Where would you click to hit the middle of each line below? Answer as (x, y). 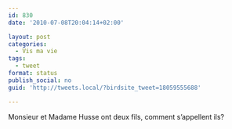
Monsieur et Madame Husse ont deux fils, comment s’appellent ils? (116, 116)
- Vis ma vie (36, 52)
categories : (27, 44)
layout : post (29, 37)
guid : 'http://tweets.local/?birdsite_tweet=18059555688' (105, 88)
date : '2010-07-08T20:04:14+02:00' (66, 23)
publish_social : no (40, 80)
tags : (17, 59)
